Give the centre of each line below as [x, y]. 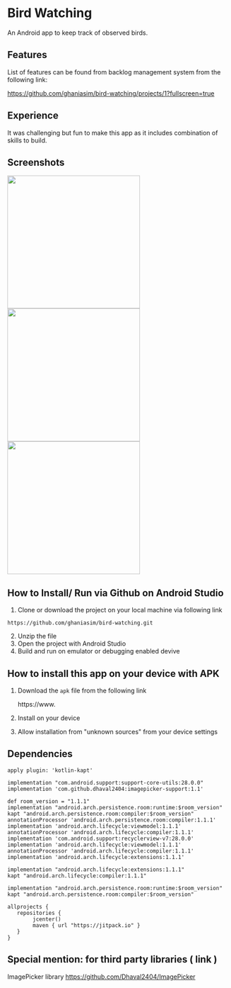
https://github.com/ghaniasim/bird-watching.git [80, 623]
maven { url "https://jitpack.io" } [87, 925]
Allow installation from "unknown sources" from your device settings [117, 732]
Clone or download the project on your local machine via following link [120, 610]
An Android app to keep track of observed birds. [78, 33]
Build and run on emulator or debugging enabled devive [99, 651]
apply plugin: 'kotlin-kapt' [50, 770]
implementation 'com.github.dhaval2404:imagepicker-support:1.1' [105, 789]
